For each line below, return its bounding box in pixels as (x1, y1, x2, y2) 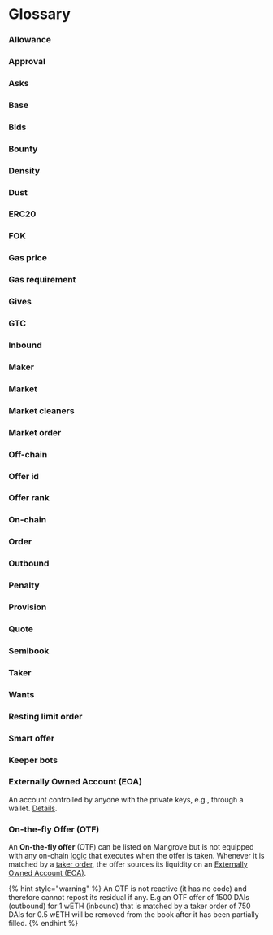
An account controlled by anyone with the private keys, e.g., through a (8, 794, 244, 804)
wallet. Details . (8, 803, 58, 813)
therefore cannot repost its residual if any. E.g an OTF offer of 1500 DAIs (8, 893, 250, 902)
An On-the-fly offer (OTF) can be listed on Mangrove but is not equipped (8, 842, 254, 852)
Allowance (8, 34, 51, 46)
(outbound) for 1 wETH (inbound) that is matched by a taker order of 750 (8, 901, 251, 911)
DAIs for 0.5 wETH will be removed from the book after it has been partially (8, 910, 259, 920)
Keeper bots (8, 754, 58, 766)
